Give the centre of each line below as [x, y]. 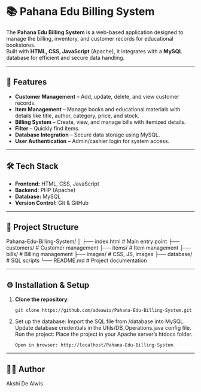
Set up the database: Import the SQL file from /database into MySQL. [100, 321]
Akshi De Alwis [25, 383]
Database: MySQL [38, 196]
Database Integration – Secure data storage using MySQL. [87, 135]
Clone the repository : [42, 299]
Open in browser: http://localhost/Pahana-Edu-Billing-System [94, 345]
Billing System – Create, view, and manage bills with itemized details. [100, 122]
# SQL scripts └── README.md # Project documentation [77, 260]
